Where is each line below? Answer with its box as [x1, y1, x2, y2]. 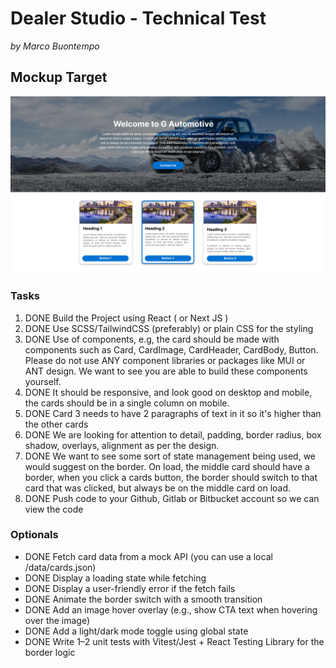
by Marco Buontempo [10, 40, 100, 52]
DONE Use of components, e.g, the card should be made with [24, 333, 280, 345]
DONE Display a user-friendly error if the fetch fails [24, 582, 236, 594]
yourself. [24, 375, 62, 387]
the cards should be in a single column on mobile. [24, 397, 230, 409]
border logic [24, 646, 76, 658]
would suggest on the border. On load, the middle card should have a [24, 460, 310, 472]
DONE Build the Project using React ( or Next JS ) [24, 312, 229, 324]
